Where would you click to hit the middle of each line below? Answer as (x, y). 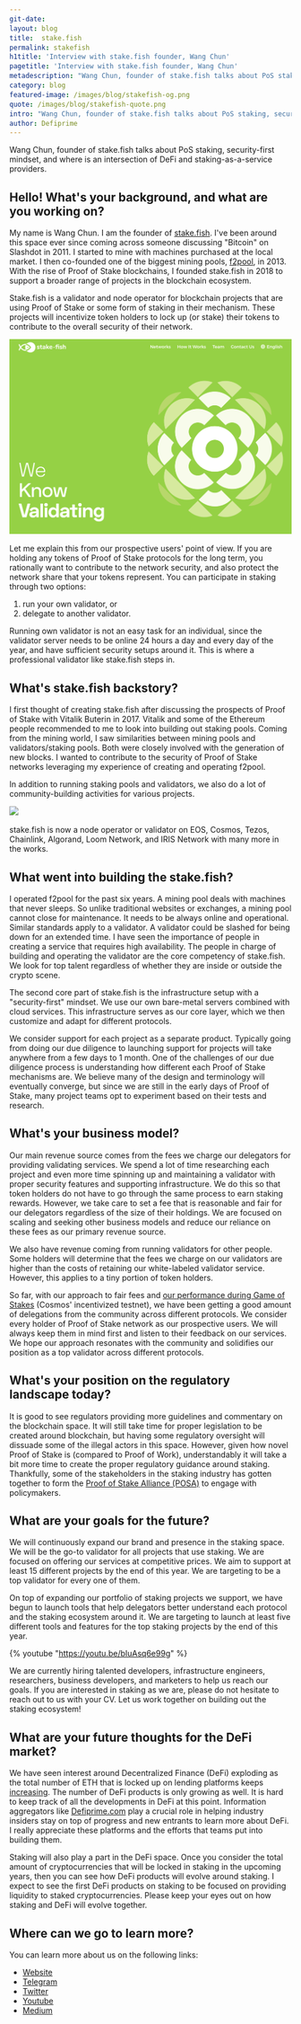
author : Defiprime (43, 123)
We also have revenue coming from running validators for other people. (141, 1249)
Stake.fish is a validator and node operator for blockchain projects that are (146, 298)
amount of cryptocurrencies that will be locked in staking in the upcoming (145, 1867)
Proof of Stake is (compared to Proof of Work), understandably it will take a (148, 1454)
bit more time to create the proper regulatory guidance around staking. (140, 1463)
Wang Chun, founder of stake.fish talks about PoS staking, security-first (142, 150)
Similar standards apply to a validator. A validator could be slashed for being (150, 928)
